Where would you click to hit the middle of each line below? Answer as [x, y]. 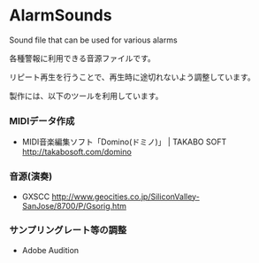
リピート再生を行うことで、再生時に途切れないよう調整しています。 [132, 77]
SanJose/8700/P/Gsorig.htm [74, 205]
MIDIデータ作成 [42, 120]
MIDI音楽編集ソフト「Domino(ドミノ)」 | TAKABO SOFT [124, 142]
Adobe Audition [50, 250]
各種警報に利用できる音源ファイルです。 [83, 58]
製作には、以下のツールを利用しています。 [86, 96]
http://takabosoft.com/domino [77, 152]
